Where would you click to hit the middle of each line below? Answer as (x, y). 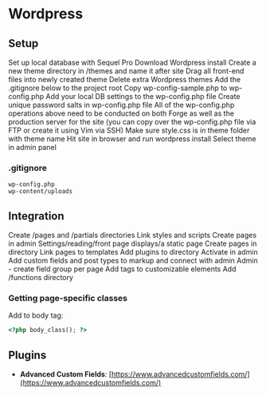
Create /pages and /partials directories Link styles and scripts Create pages (133, 235)
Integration (37, 216)
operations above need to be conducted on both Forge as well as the (121, 113)
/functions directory (41, 278)
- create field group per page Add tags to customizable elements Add (122, 269)
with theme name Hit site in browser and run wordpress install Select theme (132, 139)
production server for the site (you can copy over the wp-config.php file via (132, 122)
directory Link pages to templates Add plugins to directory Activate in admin (133, 252)
